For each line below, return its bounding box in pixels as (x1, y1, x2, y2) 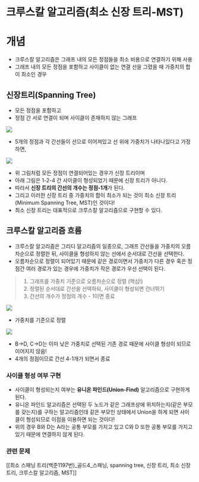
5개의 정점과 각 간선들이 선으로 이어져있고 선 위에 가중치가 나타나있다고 (14, 138, 180, 145)
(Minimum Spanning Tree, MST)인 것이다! (14, 199, 115, 206)
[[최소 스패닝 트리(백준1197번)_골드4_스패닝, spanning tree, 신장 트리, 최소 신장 (6, 462, 191, 469)
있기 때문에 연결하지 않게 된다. (14, 431, 85, 438)
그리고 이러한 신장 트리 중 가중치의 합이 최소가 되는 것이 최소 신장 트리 (14, 191, 176, 198)
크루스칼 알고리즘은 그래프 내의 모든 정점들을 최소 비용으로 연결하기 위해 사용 (14, 56, 193, 63)
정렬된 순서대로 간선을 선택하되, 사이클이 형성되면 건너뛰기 (29, 285, 165, 292)
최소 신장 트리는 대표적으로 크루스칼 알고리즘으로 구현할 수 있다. (14, 206, 162, 213)
